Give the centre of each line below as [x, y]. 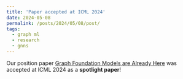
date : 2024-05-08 [29, 18]
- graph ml [26, 35]
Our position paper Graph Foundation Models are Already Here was [91, 63]
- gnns [20, 46]
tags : [13, 29]
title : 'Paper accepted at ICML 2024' [56, 12]
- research [26, 40]
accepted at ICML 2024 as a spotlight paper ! [64, 69]
